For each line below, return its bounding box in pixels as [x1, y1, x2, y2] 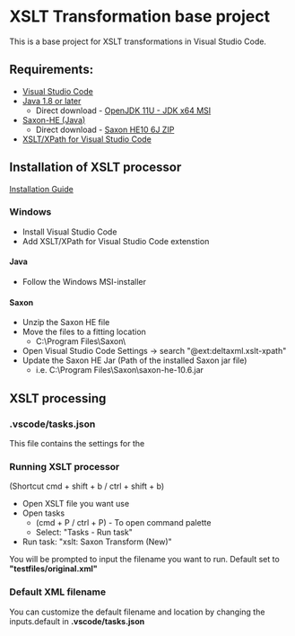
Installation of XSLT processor [9, 160, 182, 175]
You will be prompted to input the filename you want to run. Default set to [9, 554, 280, 565]
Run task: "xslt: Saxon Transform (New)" [22, 536, 172, 547]
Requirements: [9, 62, 94, 77]
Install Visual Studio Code [22, 226, 117, 237]
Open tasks [22, 508, 65, 518]
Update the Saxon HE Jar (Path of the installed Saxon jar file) [22, 355, 247, 366]
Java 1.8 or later [22, 95, 82, 106]
